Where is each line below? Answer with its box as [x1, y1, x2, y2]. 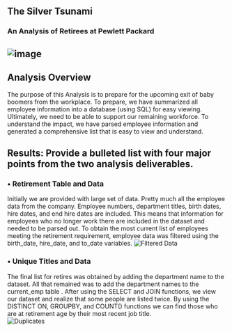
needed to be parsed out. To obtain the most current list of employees [7, 224, 209, 232]
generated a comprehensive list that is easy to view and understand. [7, 127, 204, 135]
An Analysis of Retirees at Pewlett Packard [7, 26, 155, 36]
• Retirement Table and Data [7, 179, 105, 189]
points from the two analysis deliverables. [7, 158, 194, 170]
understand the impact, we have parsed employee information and [7, 120, 199, 128]
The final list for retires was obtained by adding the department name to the [7, 272, 224, 280]
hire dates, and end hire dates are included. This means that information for [7, 210, 224, 218]
